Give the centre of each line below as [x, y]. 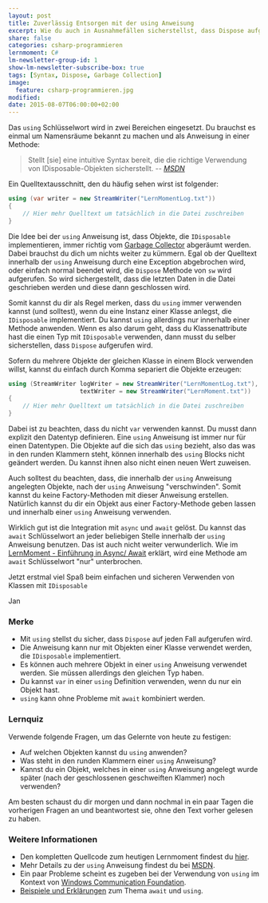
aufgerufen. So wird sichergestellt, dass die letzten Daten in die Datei [122, 278]
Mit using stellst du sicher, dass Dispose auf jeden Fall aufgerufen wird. [136, 639]
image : [19, 82]
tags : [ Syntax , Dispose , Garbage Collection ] [85, 75]
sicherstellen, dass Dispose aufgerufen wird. [81, 345]
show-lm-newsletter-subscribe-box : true [77, 68]
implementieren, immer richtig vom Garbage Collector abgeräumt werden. [130, 245]
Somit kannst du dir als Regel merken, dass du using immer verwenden [125, 302]
